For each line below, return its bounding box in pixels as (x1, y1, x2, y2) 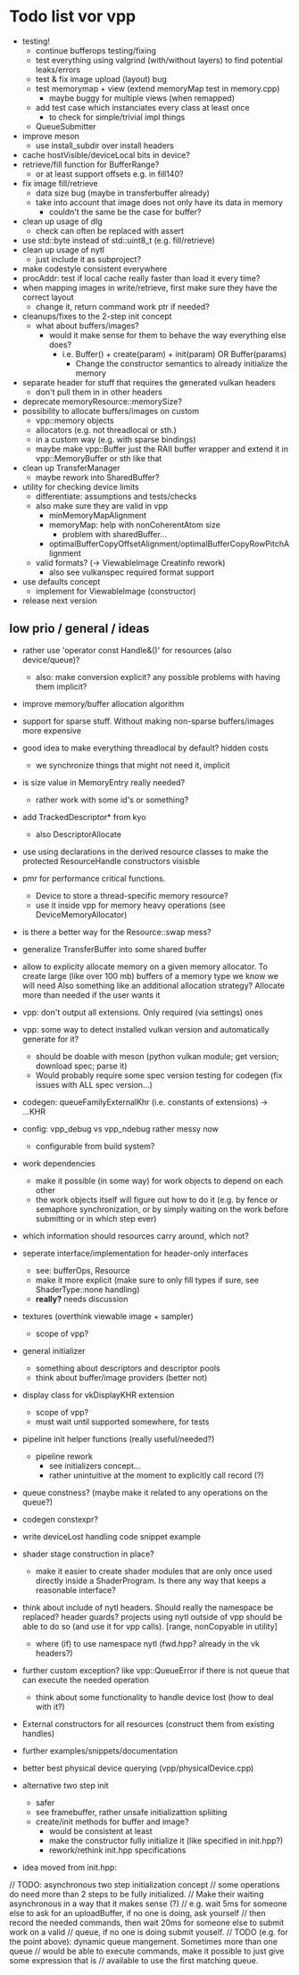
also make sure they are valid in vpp (35, 500, 169, 510)
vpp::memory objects (35, 415, 114, 426)
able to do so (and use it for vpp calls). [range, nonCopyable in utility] (21, 1621, 278, 1631)
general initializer (21, 1345, 87, 1356)
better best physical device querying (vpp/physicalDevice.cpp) (21, 1763, 254, 1773)
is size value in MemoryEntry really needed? (21, 776, 186, 787)
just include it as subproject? (35, 253, 141, 264)
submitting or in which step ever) (35, 1213, 157, 1224)
